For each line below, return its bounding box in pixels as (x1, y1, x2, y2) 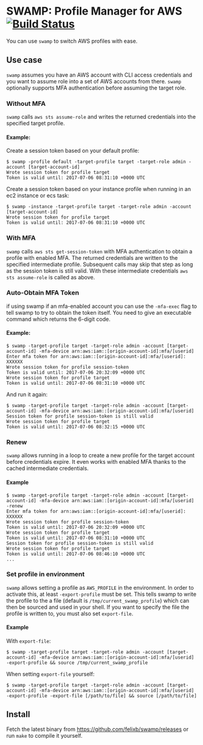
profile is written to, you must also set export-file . (6, 610, 134, 617)
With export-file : (6, 637, 51, 645)
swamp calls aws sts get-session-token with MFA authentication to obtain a (6, 248, 193, 255)
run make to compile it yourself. (6, 732, 83, 739)
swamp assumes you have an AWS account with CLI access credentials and (6, 71, 193, 79)
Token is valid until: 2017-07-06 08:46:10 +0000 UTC (6, 551, 146, 557)
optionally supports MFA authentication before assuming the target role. (6, 84, 187, 91)
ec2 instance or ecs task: (6, 192, 70, 199)
